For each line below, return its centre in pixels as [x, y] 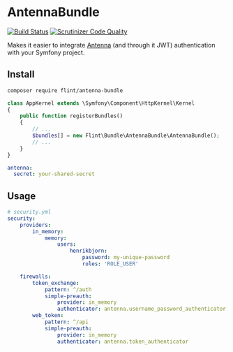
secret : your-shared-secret [54, 174]
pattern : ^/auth [68, 289]
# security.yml [29, 212]
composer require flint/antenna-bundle [65, 90]
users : [67, 244]
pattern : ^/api [67, 322]
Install [21, 74]
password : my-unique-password [126, 258]
